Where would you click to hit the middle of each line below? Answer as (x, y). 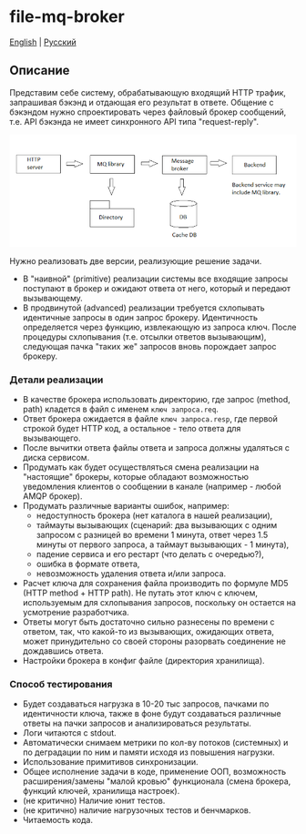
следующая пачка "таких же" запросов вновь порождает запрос (149, 346)
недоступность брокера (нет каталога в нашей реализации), (154, 515)
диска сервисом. (56, 457)
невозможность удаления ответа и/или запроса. (131, 573)
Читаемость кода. (58, 820)
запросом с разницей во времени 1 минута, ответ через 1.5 (152, 534)
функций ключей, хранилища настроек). (101, 791)
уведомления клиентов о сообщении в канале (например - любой (152, 486)
